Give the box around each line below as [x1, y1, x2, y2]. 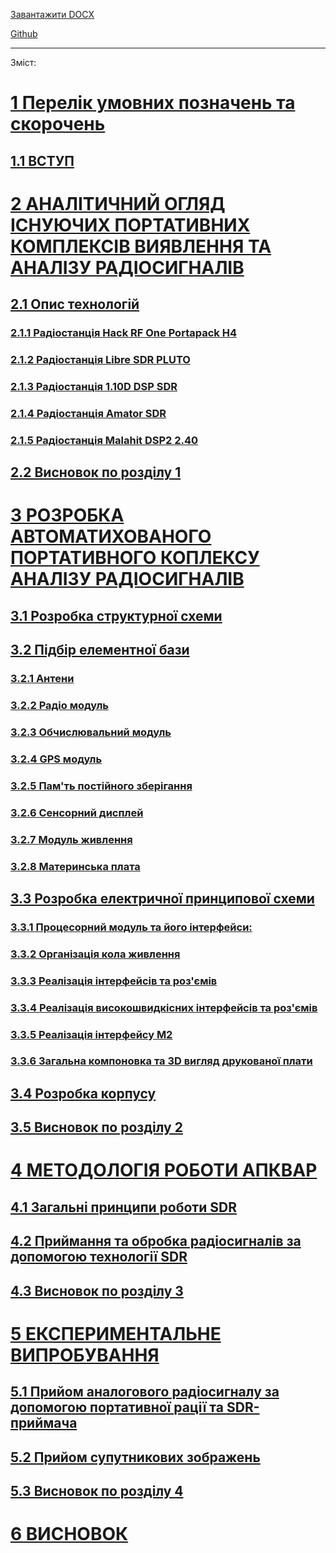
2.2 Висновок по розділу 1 [10, 464, 182, 481]
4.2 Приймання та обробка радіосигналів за [10, 1233, 302, 1250]
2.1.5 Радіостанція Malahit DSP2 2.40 [10, 433, 199, 447]
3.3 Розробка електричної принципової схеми [10, 890, 315, 907]
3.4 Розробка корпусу [10, 1085, 157, 1102]
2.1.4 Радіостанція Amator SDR [10, 406, 167, 420]
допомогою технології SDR [10, 1249, 188, 1266]
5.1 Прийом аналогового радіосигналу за [10, 1384, 280, 1401]
